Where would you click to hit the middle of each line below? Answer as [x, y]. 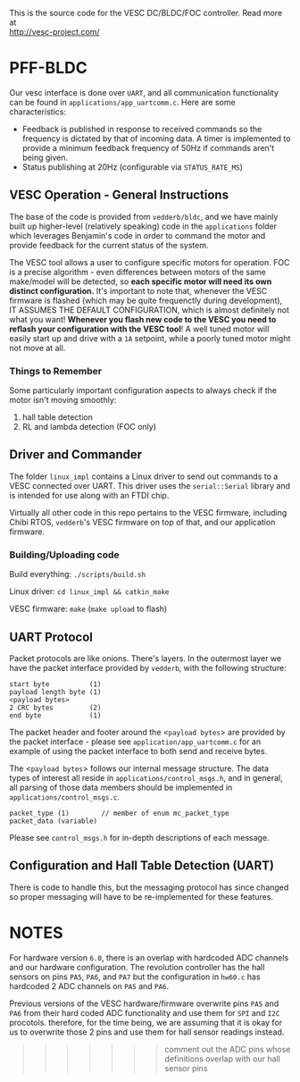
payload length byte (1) [55, 692]
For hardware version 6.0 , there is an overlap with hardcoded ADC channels [149, 957]
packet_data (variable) [54, 821]
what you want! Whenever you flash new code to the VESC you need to [143, 319]
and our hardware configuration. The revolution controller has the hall [137, 967]
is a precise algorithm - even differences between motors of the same [137, 272]
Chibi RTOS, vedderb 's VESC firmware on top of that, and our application [142, 522]
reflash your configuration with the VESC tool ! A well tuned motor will [139, 329]
